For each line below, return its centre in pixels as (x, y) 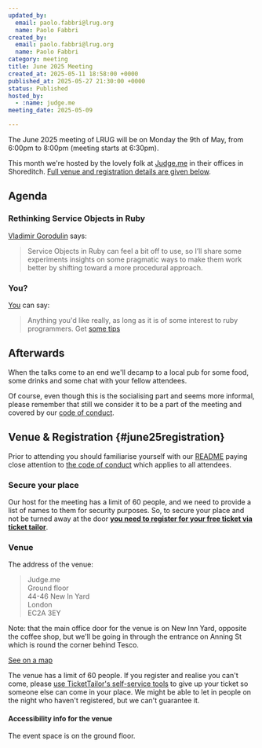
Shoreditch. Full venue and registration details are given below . (110, 171)
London (40, 605)
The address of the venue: (51, 565)
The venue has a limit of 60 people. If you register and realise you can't (124, 676)
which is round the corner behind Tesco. (74, 645)
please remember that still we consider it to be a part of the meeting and (125, 404)
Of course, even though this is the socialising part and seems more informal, (131, 396)
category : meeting (38, 60)
